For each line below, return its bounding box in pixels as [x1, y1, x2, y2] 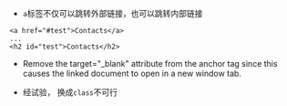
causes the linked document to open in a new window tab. [22, 68, 241, 79]
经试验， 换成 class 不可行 [22, 87, 118, 98]
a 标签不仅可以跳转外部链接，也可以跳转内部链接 [22, 8, 203, 18]
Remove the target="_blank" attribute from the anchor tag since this [22, 58, 278, 69]
